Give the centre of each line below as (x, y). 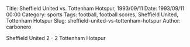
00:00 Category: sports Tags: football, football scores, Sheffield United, (92, 15)
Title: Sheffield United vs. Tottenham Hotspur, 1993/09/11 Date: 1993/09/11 (95, 8)
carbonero (19, 27)
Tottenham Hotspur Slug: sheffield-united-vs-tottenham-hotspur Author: (94, 21)
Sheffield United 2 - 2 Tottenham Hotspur (56, 38)
